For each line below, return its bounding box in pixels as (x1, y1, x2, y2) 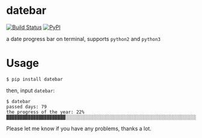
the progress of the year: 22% (6, 109, 85, 115)
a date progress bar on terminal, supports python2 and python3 (6, 35, 161, 42)
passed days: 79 (6, 104, 47, 110)
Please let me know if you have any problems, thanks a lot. (6, 125, 151, 132)
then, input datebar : (6, 87, 55, 94)
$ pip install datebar (6, 76, 63, 82)
